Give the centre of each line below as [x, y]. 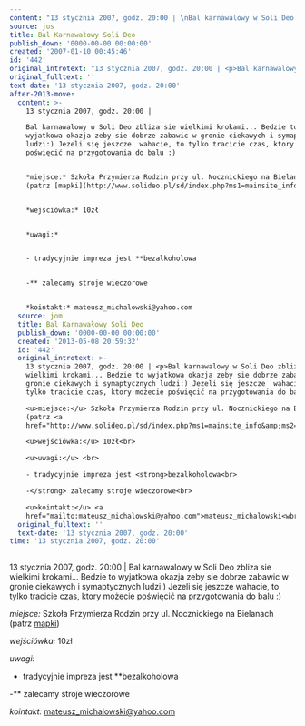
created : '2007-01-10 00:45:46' [70, 52]
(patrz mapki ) [35, 623]
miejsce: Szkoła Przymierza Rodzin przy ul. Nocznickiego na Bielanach [142, 614]
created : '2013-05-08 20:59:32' [79, 341]
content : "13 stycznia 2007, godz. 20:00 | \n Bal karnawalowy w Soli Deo [152, 18]
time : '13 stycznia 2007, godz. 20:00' [85, 541]
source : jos [32, 26]
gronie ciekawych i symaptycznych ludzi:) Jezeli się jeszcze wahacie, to [144, 587]
